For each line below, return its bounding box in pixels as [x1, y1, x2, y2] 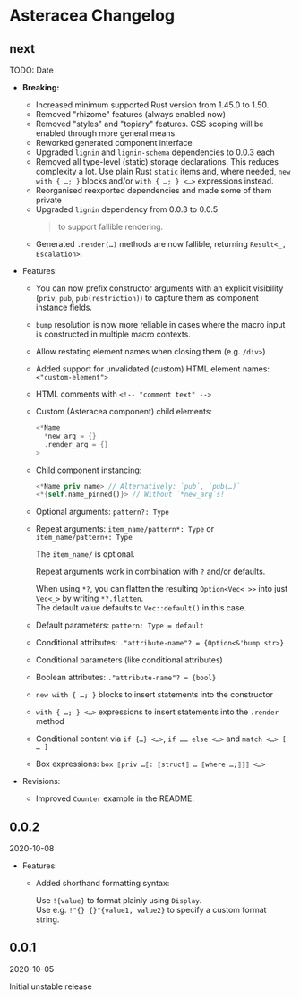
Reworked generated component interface [35, 138, 193, 148]
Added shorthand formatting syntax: [35, 878, 170, 889]
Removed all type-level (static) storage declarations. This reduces [35, 157, 279, 166]
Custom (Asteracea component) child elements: [35, 406, 213, 416]
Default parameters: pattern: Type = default [35, 619, 204, 631]
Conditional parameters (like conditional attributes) [35, 654, 224, 665]
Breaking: [21, 82, 60, 92]
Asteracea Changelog [9, 5, 176, 26]
